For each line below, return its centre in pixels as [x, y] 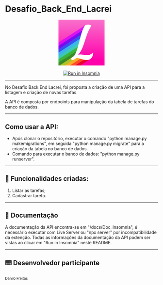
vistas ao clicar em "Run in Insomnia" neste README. [58, 242]
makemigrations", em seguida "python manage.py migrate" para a [78, 143]
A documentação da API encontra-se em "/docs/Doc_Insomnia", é [71, 227]
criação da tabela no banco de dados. [50, 148]
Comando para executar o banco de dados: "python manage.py [76, 154]
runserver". [23, 159]
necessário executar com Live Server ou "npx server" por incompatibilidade [81, 232]
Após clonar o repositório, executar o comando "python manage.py [79, 138]
